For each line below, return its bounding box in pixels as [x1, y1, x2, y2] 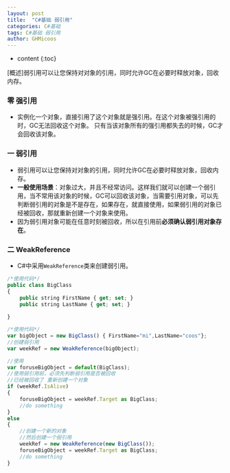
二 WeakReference [7, 244, 71, 254]
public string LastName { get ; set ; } [19, 301, 130, 308]
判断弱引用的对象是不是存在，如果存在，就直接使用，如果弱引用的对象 [16, 200, 216, 208]
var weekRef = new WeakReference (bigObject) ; [7, 345, 139, 352]
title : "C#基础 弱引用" [7, 16, 73, 23]
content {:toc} [16, 54, 57, 62]
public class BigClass [7, 281, 72, 288]
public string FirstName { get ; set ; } [19, 295, 134, 301]
